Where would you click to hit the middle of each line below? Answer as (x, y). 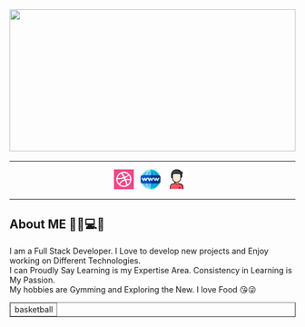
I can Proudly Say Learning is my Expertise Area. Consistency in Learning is (151, 270)
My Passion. (33, 280)
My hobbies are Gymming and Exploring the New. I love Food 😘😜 (133, 289)
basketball (34, 309)
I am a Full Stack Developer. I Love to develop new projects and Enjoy (139, 251)
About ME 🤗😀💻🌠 (57, 225)
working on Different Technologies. (75, 260)
